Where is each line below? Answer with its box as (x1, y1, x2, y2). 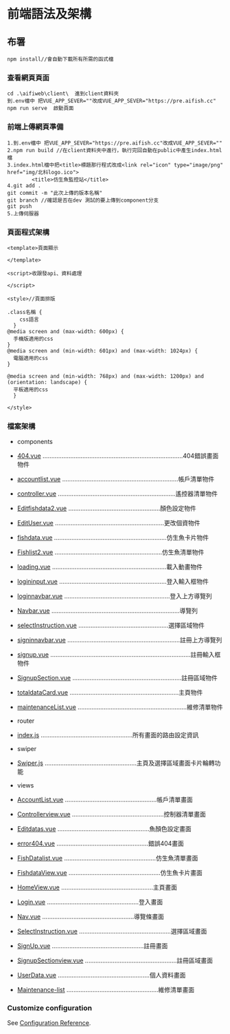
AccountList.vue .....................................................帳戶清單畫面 (16, 796, 194, 804)
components (16, 438, 53, 446)
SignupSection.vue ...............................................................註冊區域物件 (16, 674, 218, 682)
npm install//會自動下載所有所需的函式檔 (7, 56, 114, 63)
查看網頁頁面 (7, 73, 50, 83)
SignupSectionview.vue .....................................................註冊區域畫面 (16, 956, 214, 964)
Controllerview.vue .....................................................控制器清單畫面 (16, 810, 206, 819)
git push (7, 202, 32, 210)
